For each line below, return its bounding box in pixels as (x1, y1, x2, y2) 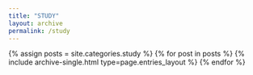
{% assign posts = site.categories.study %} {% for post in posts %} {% (8, 49, 245, 59)
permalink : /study (8, 27, 70, 35)
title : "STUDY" (8, 11, 60, 20)
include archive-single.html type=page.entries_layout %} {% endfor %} (8, 57, 246, 67)
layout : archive (8, 19, 63, 27)
